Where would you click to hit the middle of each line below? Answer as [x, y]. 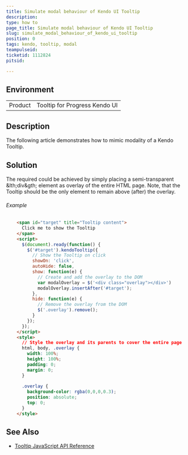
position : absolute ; [52, 397]
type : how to [22, 22]
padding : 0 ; [42, 365]
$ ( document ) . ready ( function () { [61, 244]
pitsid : [16, 60]
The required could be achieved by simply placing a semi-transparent [90, 179]
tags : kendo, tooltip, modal [42, 45]
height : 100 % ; [44, 359]
